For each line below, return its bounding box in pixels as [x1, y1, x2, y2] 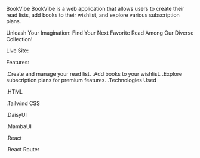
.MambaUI [6, 123, 32, 130]
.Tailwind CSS [6, 100, 41, 107]
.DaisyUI [6, 111, 27, 118]
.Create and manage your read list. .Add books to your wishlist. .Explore [6, 70, 183, 77]
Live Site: [6, 47, 29, 54]
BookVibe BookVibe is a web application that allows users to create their [6, 5, 184, 12]
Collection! [6, 36, 33, 42]
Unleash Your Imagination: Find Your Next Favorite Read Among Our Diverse [6, 29, 194, 36]
